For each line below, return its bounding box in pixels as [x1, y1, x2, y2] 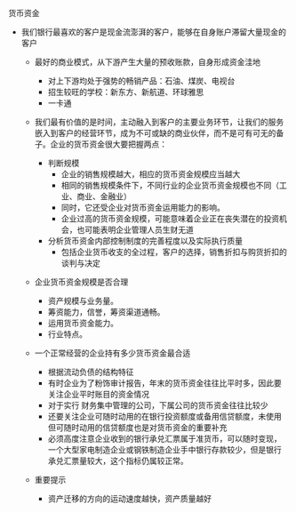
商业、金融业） [76, 191, 132, 202]
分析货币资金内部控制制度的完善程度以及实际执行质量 [47, 236, 244, 246]
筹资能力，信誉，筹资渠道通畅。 [47, 307, 165, 317]
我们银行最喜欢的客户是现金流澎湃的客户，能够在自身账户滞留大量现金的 [20, 27, 286, 37]
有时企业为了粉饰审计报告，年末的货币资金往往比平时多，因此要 [47, 378, 282, 388]
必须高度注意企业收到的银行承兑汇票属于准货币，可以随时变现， [47, 434, 282, 444]
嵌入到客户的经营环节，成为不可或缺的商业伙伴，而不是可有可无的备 [34, 128, 284, 138]
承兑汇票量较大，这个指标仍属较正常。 [47, 456, 188, 466]
